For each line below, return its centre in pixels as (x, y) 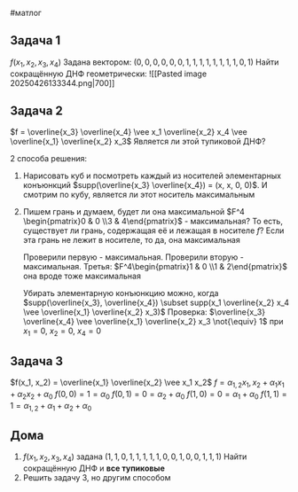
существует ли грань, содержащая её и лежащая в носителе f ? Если (153, 230)
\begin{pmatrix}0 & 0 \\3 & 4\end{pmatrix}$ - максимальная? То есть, (153, 222)
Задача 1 (35, 40)
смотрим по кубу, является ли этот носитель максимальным (139, 195)
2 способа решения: (49, 159)
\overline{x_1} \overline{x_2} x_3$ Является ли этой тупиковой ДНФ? (138, 142)
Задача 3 (37, 361)
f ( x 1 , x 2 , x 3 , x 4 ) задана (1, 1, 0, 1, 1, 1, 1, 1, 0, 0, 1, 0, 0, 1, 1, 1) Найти (135, 458)
